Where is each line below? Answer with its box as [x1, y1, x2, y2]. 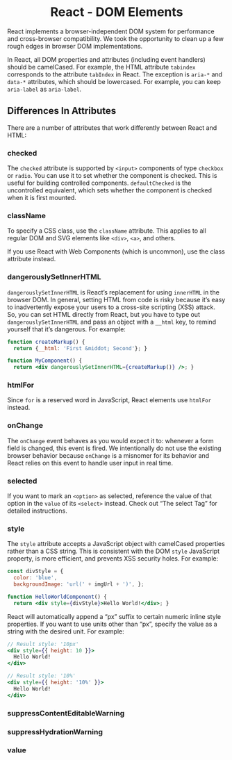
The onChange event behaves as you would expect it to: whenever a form [7, 436, 214, 445]
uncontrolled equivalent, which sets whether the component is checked [7, 186, 212, 195]
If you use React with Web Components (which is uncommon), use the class [7, 247, 226, 256]
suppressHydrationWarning [7, 727, 103, 736]
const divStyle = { [7, 568, 64, 575]
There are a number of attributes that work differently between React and [7, 123, 217, 132]
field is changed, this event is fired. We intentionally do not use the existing [7, 444, 222, 452]
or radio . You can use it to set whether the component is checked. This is [7, 172, 217, 180]
